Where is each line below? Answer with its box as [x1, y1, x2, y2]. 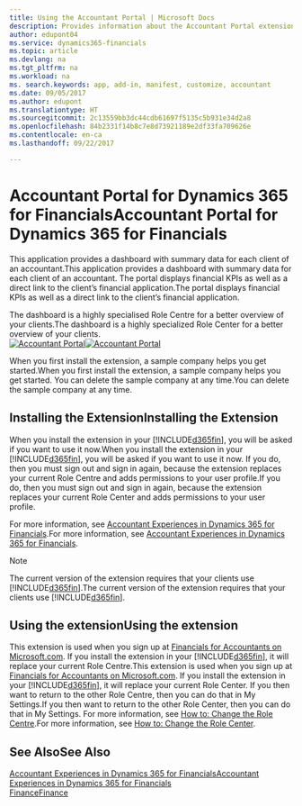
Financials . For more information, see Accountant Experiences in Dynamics [9, 528, 286, 539]
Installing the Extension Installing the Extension [9, 411, 279, 426]
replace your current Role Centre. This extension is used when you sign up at [9, 661, 293, 672]
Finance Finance [9, 787, 69, 798]
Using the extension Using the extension [9, 618, 238, 633]
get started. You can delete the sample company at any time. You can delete [9, 375, 289, 385]
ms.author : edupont [9, 96, 83, 106]
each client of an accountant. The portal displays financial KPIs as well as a [9, 272, 289, 284]
